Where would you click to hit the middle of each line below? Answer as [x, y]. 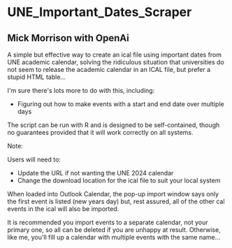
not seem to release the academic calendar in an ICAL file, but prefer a [109, 70]
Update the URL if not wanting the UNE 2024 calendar [95, 173]
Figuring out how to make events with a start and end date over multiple [121, 104]
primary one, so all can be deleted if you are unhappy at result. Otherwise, [114, 230]
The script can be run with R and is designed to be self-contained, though [114, 125]
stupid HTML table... [37, 77]
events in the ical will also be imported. [63, 209]
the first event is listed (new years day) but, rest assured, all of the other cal [116, 201]
